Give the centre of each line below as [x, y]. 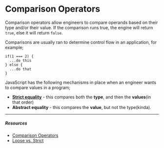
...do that [20, 69]
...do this [20, 60]
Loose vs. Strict [28, 140]
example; [14, 47]
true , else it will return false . [34, 33]
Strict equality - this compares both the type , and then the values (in [82, 97]
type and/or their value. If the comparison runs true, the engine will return [79, 27]
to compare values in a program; [38, 87]
